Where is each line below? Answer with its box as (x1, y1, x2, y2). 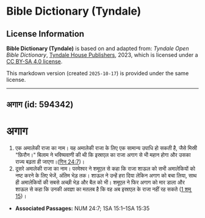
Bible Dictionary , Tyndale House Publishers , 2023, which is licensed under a (6, 51, 198, 59)
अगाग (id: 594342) (6, 100, 74, 110)
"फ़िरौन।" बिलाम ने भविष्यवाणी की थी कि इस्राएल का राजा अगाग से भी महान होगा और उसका (15, 151, 191, 159)
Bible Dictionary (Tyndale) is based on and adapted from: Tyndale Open (6, 45, 189, 52)
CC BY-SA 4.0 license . (6, 58, 63, 65)
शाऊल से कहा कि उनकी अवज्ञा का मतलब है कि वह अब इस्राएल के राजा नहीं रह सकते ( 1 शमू (15, 186, 191, 193)
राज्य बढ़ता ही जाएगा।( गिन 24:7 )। (15, 158, 85, 165)
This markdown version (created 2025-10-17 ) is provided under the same (6, 70, 189, 77)
